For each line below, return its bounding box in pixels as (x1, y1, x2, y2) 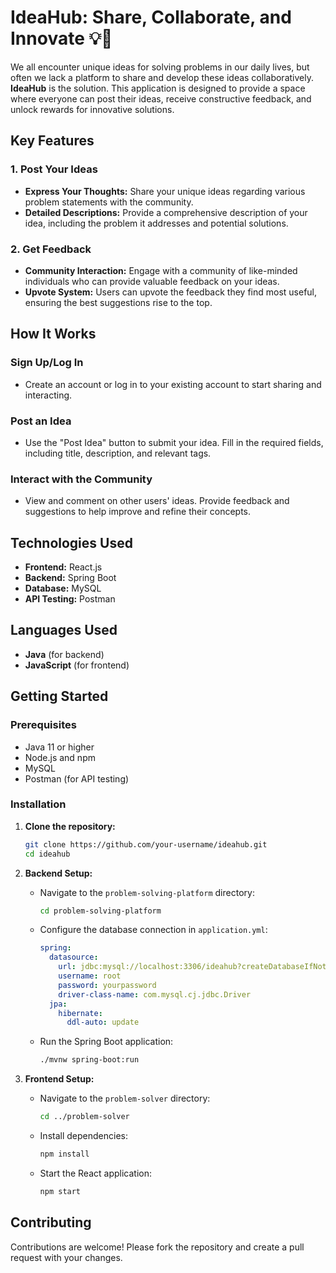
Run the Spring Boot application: (39, 1036, 174, 1048)
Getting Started (10, 688, 109, 705)
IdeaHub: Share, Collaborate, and (10, 6, 292, 29)
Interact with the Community (10, 472, 153, 486)
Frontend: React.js (24, 561, 103, 573)
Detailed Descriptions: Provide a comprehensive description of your (24, 206, 308, 218)
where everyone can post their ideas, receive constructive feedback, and (10, 92, 312, 105)
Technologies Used (10, 534, 133, 551)
